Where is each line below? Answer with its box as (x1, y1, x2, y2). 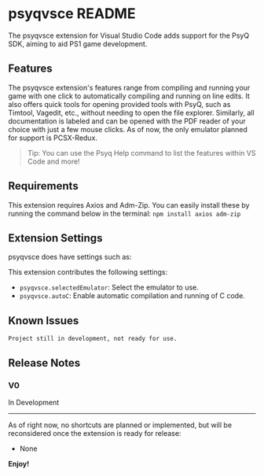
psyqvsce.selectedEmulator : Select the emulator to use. (19, 282, 199, 292)
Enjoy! (8, 459, 30, 468)
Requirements (8, 179, 79, 193)
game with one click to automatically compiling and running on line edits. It (8, 91, 250, 101)
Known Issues (8, 314, 79, 327)
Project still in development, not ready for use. (8, 335, 178, 343)
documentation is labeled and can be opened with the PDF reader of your (8, 116, 246, 126)
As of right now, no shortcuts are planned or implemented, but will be (8, 420, 233, 430)
